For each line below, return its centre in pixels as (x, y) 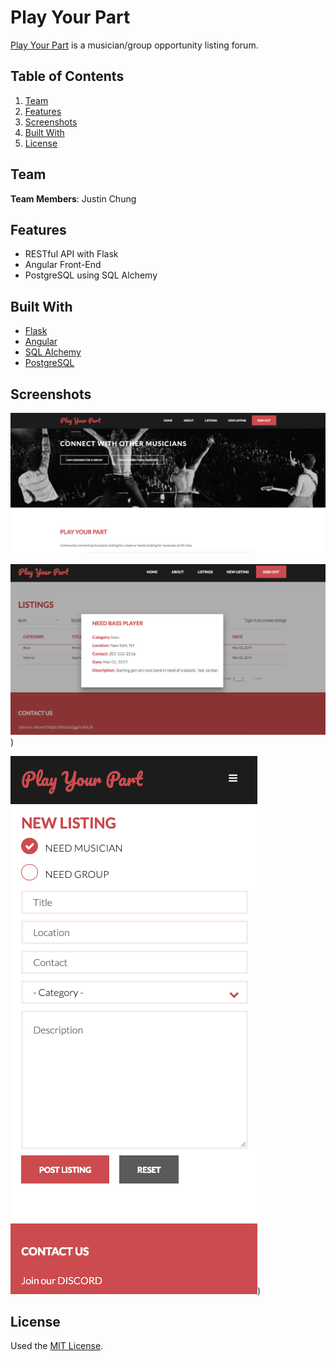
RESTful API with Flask (71, 254)
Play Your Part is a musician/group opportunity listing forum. (134, 45)
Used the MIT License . (57, 1346)
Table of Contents (67, 76)
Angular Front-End (63, 265)
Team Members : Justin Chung (73, 198)
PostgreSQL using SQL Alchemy (91, 275)
